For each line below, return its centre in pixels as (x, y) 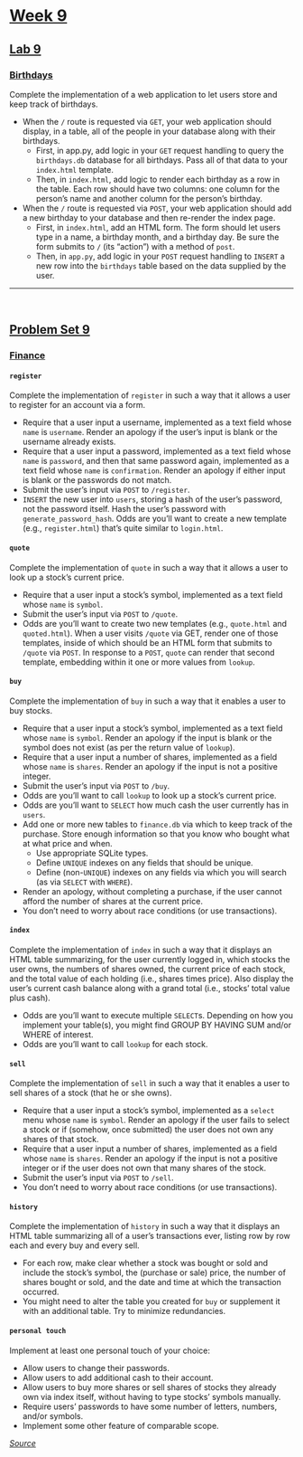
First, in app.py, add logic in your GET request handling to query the (160, 150)
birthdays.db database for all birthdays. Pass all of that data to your (162, 160)
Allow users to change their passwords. (96, 1367)
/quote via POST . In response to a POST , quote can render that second (148, 652)
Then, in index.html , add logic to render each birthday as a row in (158, 179)
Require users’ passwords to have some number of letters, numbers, (150, 1406)
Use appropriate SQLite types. (92, 853)
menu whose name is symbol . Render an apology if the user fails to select (156, 1120)
